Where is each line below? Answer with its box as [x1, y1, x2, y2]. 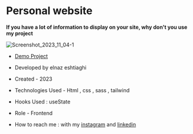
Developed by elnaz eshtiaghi [14, 63, 86, 71]
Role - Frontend [14, 109, 53, 116]
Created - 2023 [14, 75, 53, 82]
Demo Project [14, 52, 48, 59]
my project [6, 29, 34, 36]
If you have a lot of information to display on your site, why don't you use [6, 24, 188, 31]
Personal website [6, 4, 93, 18]
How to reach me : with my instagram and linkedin [14, 120, 137, 128]
